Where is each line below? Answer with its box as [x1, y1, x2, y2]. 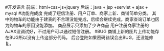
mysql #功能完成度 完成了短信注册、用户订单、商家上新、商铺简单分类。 [5, 10, 151, 16]
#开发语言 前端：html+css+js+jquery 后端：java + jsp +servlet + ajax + [5, 4, 148, 10]
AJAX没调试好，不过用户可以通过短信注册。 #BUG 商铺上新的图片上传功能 [5, 29, 155, 34]
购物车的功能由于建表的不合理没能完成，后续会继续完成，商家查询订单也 [9, 17, 155, 22]
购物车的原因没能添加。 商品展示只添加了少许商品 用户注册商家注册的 [9, 22, 149, 28]
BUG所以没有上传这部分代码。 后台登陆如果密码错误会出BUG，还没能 [9, 34, 149, 40]
